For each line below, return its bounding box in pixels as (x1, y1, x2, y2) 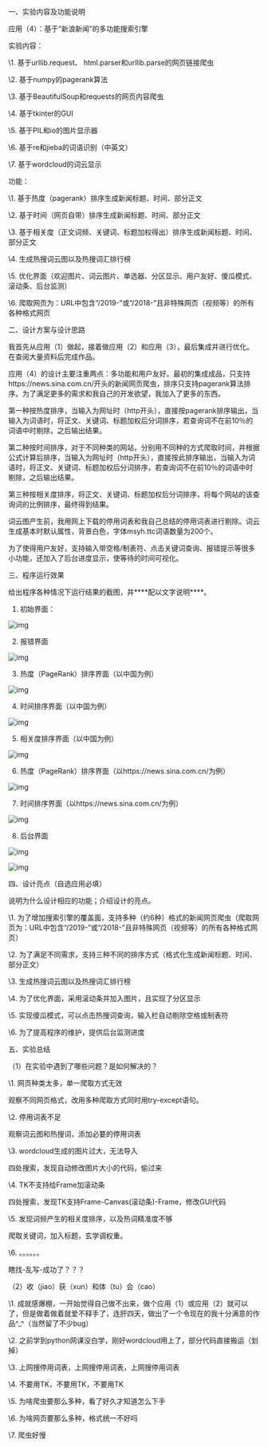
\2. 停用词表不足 (8, 1112, 61, 1122)
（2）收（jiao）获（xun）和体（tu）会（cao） (8, 1282, 160, 1291)
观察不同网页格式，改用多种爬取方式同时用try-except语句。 (8, 1095, 203, 1105)
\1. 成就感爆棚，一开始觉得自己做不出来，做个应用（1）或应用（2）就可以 (8, 1299, 249, 1308)
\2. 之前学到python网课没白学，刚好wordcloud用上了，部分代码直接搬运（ (8, 1335, 252, 1345)
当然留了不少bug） (30, 1319, 93, 1328)
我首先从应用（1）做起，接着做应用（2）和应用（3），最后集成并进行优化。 (8, 342, 254, 351)
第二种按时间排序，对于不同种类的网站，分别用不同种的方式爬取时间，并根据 (8, 443, 260, 452)
